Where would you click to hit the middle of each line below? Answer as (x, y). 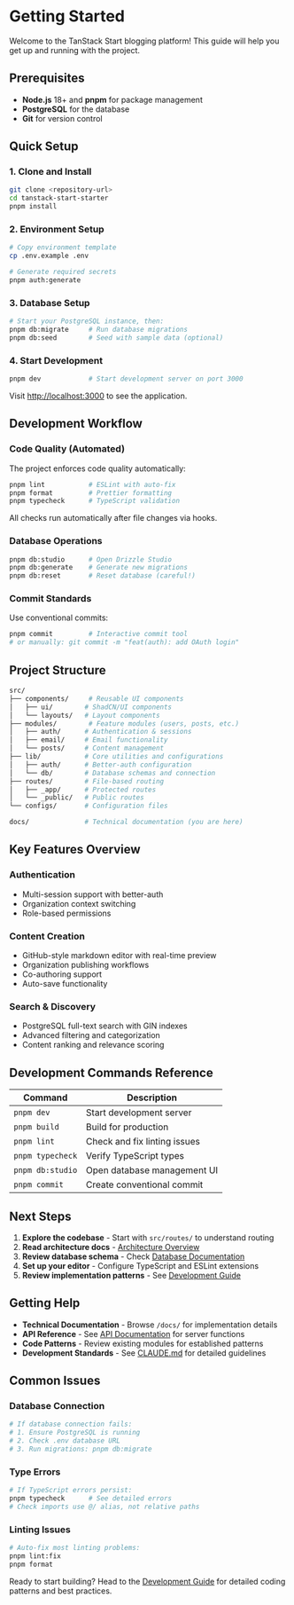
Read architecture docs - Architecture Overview (111, 1247)
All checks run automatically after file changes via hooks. (113, 518)
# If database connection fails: (71, 1424)
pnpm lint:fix (35, 1556)
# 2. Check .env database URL (65, 1441)
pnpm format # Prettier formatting (91, 493)
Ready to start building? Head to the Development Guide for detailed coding (147, 1581)
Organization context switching (79, 903)
